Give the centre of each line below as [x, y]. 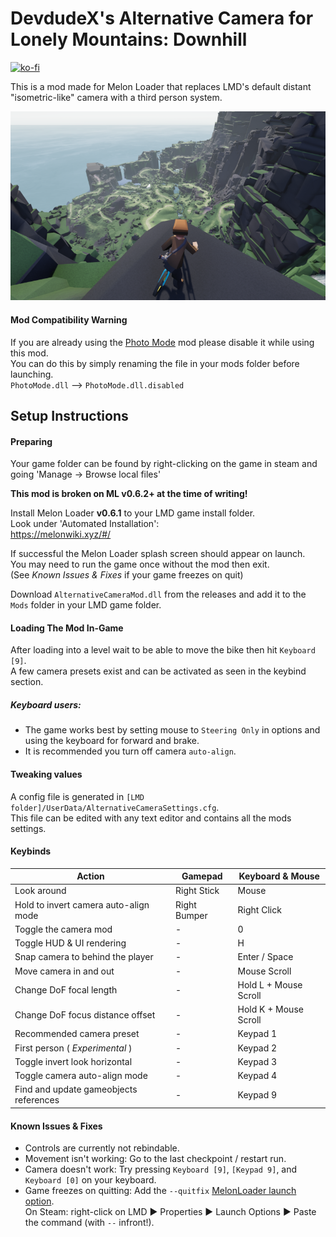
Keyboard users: [46, 704]
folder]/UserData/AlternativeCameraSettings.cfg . [115, 807]
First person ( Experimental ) [73, 1048]
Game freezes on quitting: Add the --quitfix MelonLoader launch [160, 1191]
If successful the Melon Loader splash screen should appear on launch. [158, 554]
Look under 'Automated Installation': [85, 524]
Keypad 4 [257, 1076]
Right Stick [197, 891]
